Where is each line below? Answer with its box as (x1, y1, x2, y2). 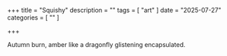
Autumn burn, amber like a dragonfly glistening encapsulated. (7, 41, 186, 48)
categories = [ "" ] (7, 13, 60, 22)
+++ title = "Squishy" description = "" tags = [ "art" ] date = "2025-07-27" (7, 6, 222, 14)
